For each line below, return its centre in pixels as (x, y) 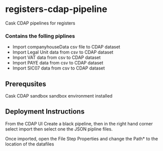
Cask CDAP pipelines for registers (40, 23)
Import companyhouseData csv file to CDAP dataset (66, 47)
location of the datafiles (30, 144)
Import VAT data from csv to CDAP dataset (57, 57)
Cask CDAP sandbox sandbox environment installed (59, 96)
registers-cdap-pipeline (56, 9)
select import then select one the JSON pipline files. (59, 129)
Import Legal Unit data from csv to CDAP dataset (63, 52)
